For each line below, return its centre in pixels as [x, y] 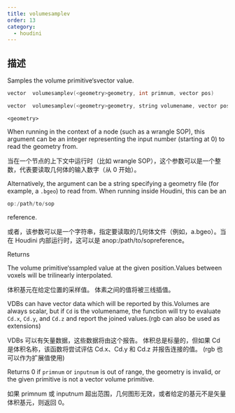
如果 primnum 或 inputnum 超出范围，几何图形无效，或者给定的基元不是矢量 [117, 393]
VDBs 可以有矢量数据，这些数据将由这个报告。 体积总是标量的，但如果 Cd [114, 340]
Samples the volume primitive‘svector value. [71, 80]
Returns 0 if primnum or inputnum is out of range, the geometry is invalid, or [114, 372]
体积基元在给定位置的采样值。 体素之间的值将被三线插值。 [91, 289]
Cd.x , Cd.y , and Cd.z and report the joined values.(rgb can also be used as [114, 318]
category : [22, 27]
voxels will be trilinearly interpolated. [60, 275]
